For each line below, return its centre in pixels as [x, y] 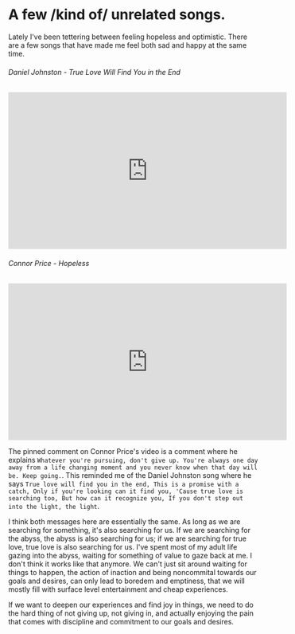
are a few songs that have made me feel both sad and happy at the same [128, 45]
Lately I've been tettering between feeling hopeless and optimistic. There [128, 37]
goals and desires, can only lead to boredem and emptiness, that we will [126, 581]
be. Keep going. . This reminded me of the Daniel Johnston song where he [130, 475]
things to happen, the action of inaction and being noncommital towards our [132, 573]
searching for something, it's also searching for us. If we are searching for [129, 530]
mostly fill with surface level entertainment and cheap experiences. [118, 589]
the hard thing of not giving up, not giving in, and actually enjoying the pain [131, 613]
